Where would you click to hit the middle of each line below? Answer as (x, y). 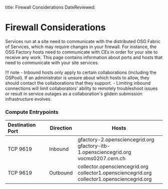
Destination (22, 125)
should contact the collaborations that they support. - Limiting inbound (78, 83)
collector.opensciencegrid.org (113, 166)
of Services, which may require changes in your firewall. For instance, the (81, 47)
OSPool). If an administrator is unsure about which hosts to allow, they (77, 78)
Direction (61, 128)
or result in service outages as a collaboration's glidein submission (74, 93)
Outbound (61, 173)
